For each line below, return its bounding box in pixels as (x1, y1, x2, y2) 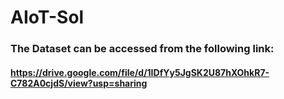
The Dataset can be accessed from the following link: (10, 42, 275, 56)
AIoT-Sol (10, 6, 85, 29)
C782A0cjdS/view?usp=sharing (10, 77, 148, 89)
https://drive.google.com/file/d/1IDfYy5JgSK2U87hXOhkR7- (10, 66, 270, 78)
